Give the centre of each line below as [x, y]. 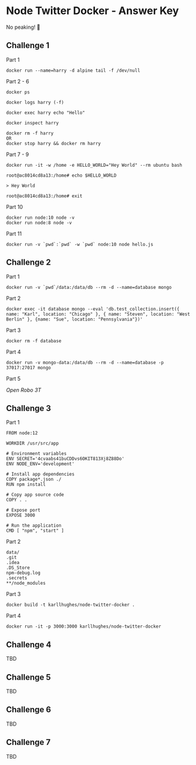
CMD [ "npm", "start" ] [35, 531]
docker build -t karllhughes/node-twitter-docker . [70, 605]
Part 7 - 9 [18, 154]
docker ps [18, 92]
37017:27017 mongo [28, 368]
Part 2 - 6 [18, 81]
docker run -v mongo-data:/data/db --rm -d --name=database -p [85, 362]
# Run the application [34, 526]
